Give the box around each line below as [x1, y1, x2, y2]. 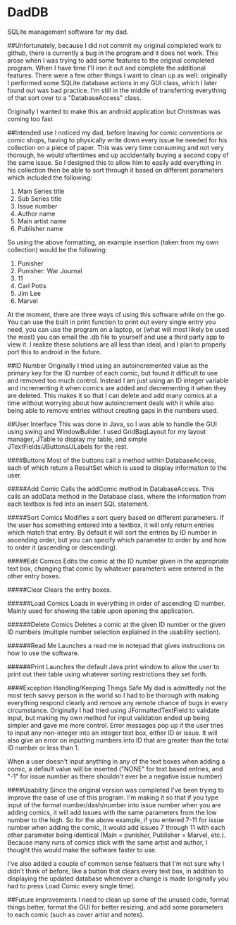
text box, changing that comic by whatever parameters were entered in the [7, 564, 224, 573]
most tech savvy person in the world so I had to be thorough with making [7, 691, 220, 700]
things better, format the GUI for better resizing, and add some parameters [7, 902, 224, 911]
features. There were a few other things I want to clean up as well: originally [7, 71, 228, 80]
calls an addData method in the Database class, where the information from [7, 492, 227, 500]
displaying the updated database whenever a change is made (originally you [7, 874, 229, 883]
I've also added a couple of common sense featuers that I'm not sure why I [7, 859, 225, 867]
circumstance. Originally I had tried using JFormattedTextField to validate [7, 706, 220, 714]
